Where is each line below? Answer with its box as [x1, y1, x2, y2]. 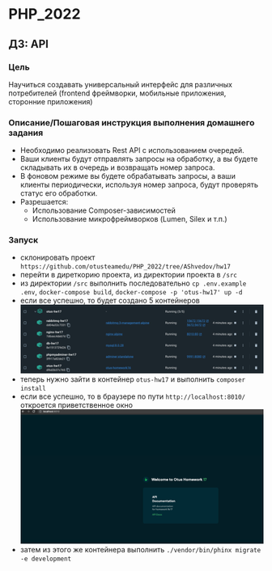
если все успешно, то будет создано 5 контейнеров [19, 296, 200, 306]
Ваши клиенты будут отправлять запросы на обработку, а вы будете [19, 154, 258, 164]
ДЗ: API [8, 37, 49, 51]
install [19, 384, 46, 392]
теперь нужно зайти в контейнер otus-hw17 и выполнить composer [19, 374, 245, 384]
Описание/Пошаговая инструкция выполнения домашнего [8, 116, 255, 128]
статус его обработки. [19, 188, 98, 198]
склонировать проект [19, 252, 96, 263]
